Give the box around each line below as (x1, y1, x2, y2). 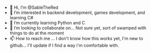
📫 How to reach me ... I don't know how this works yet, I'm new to (9, 36, 143, 41)
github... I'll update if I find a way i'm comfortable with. (9, 42, 119, 48)
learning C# (9, 15, 34, 20)
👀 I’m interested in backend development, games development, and (9, 10, 145, 15)
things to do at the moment (9, 30, 64, 36)
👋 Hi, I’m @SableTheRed (9, 5, 58, 10)
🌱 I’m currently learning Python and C (9, 20, 85, 26)
